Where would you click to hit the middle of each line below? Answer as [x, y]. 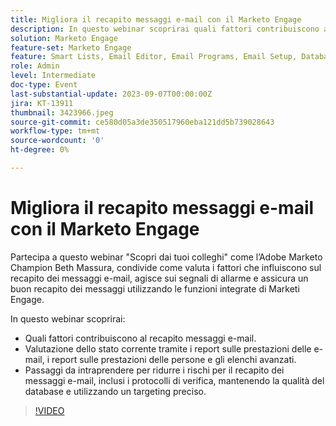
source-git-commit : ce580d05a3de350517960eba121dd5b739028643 [142, 122]
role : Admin [35, 66]
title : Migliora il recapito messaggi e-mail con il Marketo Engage [156, 19]
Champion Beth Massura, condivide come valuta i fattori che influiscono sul [166, 267]
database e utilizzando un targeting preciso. [115, 391]
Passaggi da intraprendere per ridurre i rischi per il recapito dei [154, 370]
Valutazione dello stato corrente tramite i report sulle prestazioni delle [168, 348]
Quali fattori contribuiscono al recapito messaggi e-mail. [140, 338]
